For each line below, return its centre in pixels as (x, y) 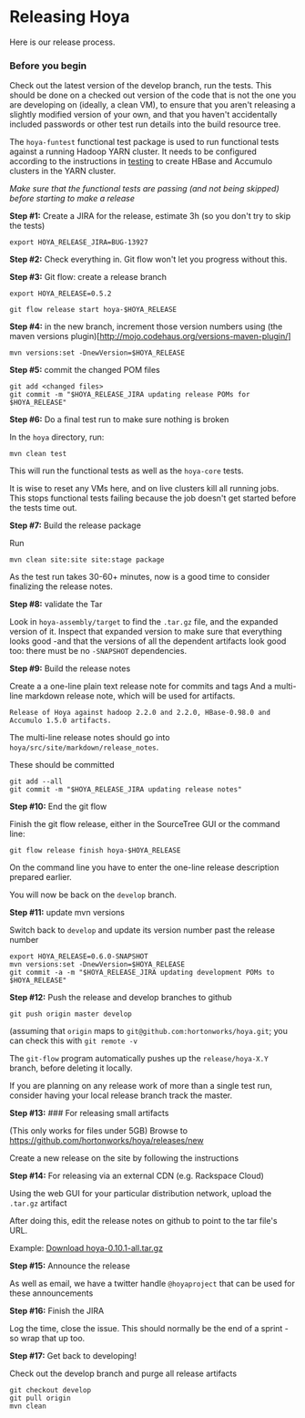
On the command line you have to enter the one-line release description (144, 867)
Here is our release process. (62, 42)
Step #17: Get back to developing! (73, 1356)
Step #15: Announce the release (70, 1266)
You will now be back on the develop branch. (93, 895)
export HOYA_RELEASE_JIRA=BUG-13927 (79, 243)
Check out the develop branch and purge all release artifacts (123, 1373)
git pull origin (40, 1398)
